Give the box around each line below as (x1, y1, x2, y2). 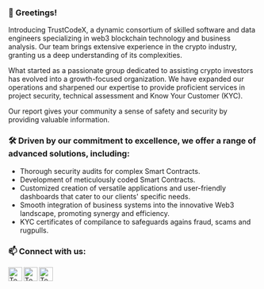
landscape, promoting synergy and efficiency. (19, 208, 170, 218)
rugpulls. (19, 225, 49, 235)
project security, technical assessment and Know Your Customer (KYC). (8, 91, 243, 101)
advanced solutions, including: (8, 148, 130, 160)
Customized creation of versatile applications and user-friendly (19, 183, 227, 193)
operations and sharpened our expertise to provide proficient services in (8, 83, 246, 92)
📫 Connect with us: (8, 245, 86, 256)
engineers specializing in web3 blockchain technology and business (8, 33, 231, 43)
